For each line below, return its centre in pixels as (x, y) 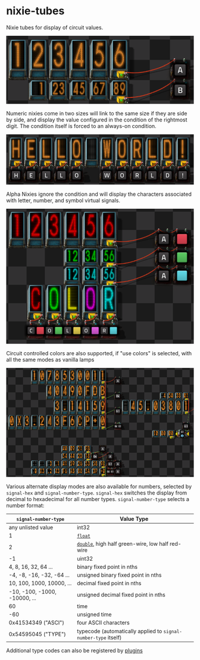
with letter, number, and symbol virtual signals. (63, 200)
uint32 (85, 558)
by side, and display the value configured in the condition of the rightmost (97, 120)
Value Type (134, 518)
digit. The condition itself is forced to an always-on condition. (81, 126)
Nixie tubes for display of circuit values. (55, 27)
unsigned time (94, 615)
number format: (25, 506)
